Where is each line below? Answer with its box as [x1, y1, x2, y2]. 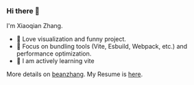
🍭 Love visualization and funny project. [16, 35, 126, 43]
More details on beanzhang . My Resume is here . [6, 70, 143, 78]
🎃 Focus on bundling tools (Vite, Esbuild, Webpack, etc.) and [16, 42, 188, 51]
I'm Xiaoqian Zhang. [6, 22, 63, 30]
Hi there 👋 [6, 6, 40, 16]
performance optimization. [16, 49, 92, 58]
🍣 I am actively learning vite [16, 57, 95, 65]
